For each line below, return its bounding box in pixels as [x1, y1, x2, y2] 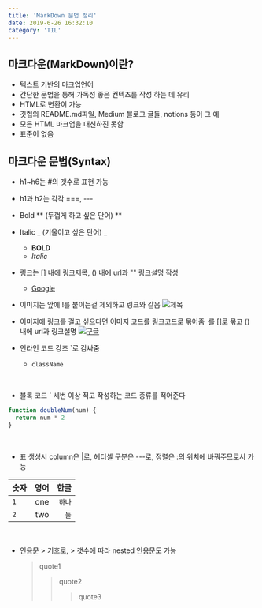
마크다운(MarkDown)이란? [8, 57, 135, 71]
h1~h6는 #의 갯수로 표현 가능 [19, 177, 109, 186]
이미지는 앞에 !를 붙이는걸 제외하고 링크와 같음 [19, 300, 161, 309]
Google [31, 283, 55, 293]
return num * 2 [15, 414, 65, 422]
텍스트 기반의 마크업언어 [19, 80, 94, 89]
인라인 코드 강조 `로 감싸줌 [19, 343, 100, 352]
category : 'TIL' [8, 26, 61, 34]
